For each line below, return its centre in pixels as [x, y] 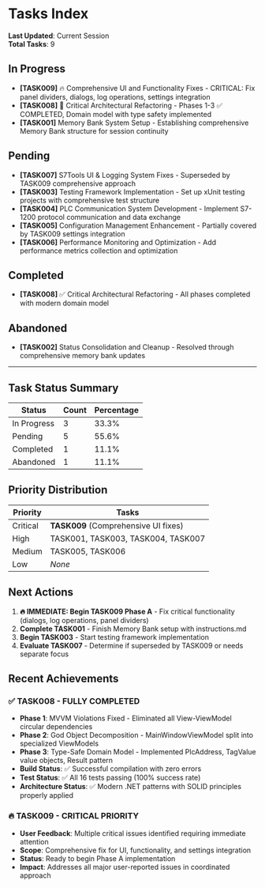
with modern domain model [64, 303]
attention [34, 841]
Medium [27, 551]
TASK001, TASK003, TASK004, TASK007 [128, 538]
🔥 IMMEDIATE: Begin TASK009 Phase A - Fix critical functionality [127, 611]
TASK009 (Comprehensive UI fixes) [117, 525]
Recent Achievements [63, 679]
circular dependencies [56, 727]
